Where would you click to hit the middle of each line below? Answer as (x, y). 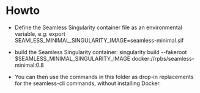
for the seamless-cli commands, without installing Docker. (88, 83)
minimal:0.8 (29, 65)
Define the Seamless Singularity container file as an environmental (98, 27)
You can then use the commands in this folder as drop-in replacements (104, 77)
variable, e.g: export (40, 33)
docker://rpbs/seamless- (163, 58)
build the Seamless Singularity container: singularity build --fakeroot (101, 52)
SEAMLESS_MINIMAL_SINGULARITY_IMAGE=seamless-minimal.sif (99, 40)
